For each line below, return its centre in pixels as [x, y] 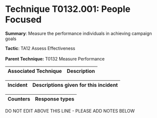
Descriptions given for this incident [75, 85]
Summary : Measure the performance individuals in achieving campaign [79, 33]
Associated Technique [35, 71]
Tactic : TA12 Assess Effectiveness [40, 48]
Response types [55, 99]
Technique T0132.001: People [68, 9]
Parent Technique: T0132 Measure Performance [55, 59]
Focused [23, 20]
